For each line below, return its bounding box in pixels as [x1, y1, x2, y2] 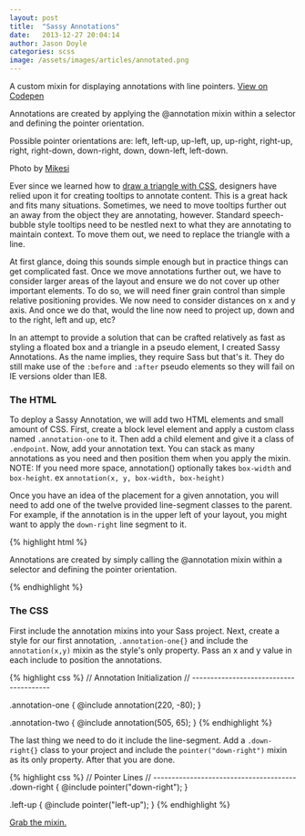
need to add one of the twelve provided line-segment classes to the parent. [9, 500, 293, 511]
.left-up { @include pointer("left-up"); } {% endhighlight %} [9, 799, 230, 810]
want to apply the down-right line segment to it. [9, 519, 187, 530]
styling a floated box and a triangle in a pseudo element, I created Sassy [9, 342, 280, 352]
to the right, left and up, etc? [9, 315, 116, 325]
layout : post [9, 13, 59, 23]
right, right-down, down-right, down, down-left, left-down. [9, 145, 229, 156]
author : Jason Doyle [9, 38, 88, 48]
